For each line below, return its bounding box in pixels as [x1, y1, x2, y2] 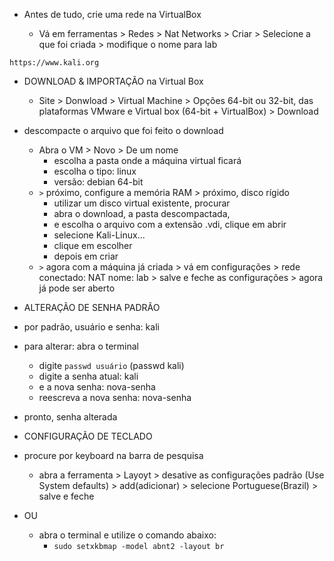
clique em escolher [53, 240, 133, 251]
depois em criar [53, 250, 119, 262]
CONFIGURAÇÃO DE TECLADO [23, 430, 153, 442]
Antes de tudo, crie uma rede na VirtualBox [23, 9, 202, 20]
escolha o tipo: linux [53, 165, 137, 177]
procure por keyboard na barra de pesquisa [23, 450, 204, 461]
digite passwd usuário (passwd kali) [38, 360, 185, 371]
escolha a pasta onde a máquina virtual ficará [53, 155, 242, 166]
